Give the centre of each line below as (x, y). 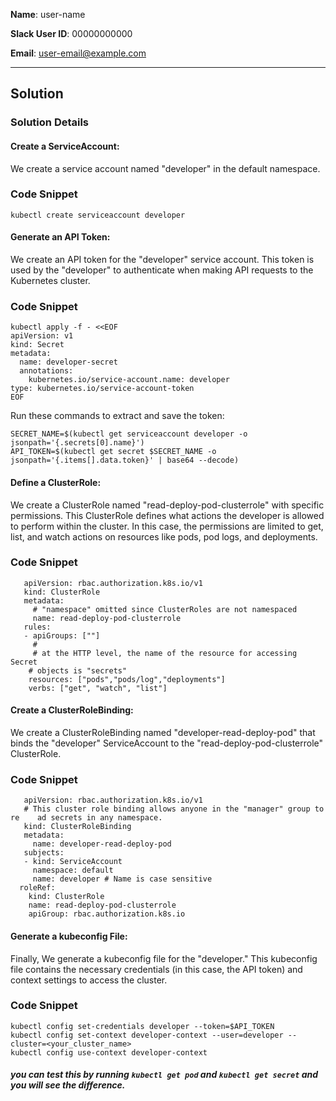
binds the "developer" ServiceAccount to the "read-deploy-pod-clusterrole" (167, 743)
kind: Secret (37, 345)
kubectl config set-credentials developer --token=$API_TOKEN (142, 1026)
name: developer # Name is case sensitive (122, 879)
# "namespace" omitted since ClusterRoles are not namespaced (165, 609)
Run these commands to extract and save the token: (117, 416)
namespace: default (73, 870)
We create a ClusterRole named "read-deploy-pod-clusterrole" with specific (167, 505)
